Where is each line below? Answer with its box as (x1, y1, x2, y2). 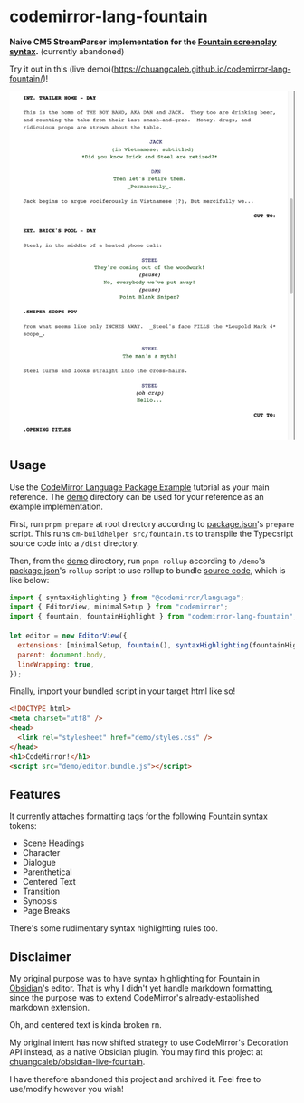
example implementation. (9, 501, 104, 512)
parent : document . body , (17, 650, 107, 659)
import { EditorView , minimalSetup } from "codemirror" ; (9, 602, 229, 612)
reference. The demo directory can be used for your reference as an (9, 491, 264, 502)
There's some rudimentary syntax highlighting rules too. (9, 923, 219, 934)
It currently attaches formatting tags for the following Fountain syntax (9, 810, 269, 821)
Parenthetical (22, 867, 72, 878)
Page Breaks (22, 906, 71, 916)
